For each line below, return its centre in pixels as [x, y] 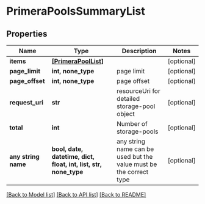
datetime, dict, [73, 157]
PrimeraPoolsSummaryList [76, 11]
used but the [135, 157]
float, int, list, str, [77, 164]
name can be [135, 149]
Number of [132, 124]
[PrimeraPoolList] [77, 61]
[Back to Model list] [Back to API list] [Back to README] [76, 195]
